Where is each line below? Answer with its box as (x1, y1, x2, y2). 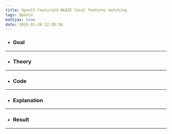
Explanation (12, 97, 44, 104)
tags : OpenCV (5, 12, 33, 17)
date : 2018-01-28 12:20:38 (5, 22, 63, 27)
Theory (12, 58, 32, 65)
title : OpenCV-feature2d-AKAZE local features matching (5, 7, 127, 13)
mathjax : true (5, 17, 36, 22)
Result (12, 116, 30, 123)
